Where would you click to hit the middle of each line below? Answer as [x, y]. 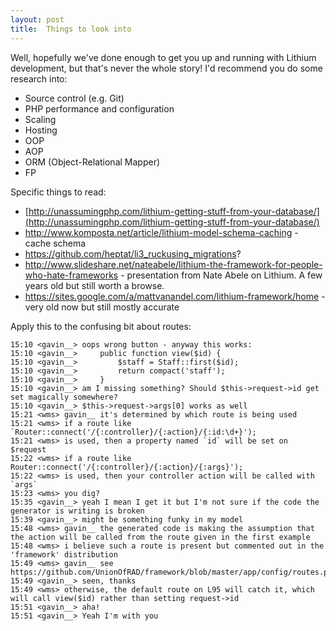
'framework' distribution [64, 554]
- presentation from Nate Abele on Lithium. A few [221, 275]
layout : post [37, 19]
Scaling [40, 119]
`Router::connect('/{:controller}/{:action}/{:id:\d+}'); [133, 432]
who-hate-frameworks [71, 275]
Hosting [41, 130]
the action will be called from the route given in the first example [160, 537]
